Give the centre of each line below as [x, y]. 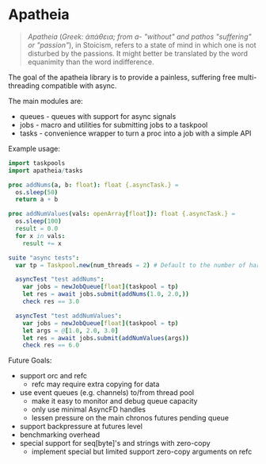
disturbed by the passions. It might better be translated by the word [137, 53]
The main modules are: [46, 101]
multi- [247, 77]
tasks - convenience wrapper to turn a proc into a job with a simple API [135, 133]
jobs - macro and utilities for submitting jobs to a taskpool [114, 125]
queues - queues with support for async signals [98, 116]
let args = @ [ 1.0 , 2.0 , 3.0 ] [70, 331]
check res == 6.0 [51, 345]
